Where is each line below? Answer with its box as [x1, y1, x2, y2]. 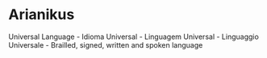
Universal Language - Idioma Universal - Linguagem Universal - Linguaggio [8, 32, 260, 41]
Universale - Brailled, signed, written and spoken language [8, 40, 203, 49]
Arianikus [8, 6, 75, 24]
